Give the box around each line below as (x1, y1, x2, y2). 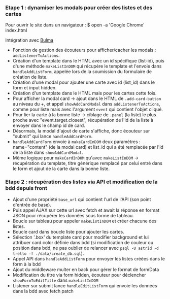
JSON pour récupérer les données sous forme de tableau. (12, 212, 134, 218)
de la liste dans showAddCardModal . (12, 149, 83, 156)
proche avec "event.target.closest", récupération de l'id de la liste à (12, 117, 154, 123)
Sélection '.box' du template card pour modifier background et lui (12, 234, 149, 240)
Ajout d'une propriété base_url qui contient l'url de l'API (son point (12, 196, 151, 202)
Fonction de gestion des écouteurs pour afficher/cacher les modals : (12, 47, 156, 53)
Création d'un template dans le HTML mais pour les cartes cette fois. (12, 90, 157, 96)
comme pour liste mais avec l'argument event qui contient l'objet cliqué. (12, 106, 163, 113)
